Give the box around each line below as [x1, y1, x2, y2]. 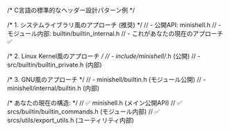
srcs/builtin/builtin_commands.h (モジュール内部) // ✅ [7, 107, 160, 116]
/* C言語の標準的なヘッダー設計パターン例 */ [7, 6, 135, 14]
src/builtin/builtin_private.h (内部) [7, 61, 102, 69]
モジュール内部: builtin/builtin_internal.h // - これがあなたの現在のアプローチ [7, 30, 224, 37]
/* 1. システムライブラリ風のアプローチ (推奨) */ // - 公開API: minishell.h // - [7, 21, 222, 29]
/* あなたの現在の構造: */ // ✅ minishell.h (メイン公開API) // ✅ [7, 99, 183, 107]
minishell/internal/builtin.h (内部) [7, 84, 99, 92]
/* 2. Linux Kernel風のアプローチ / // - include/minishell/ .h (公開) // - [7, 52, 201, 60]
